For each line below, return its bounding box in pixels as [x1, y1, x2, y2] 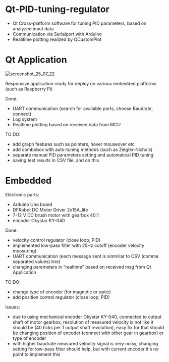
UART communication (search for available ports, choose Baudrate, [12, 105, 153, 112]
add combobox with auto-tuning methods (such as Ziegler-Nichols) [12, 146, 153, 152]
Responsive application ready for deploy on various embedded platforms [5, 80, 157, 86]
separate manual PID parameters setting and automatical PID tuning [12, 151, 154, 158]
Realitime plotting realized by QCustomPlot [12, 36, 102, 42]
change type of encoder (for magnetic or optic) [12, 289, 111, 295]
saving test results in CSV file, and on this [12, 157, 99, 163]
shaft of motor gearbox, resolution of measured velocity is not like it [12, 319, 154, 325]
